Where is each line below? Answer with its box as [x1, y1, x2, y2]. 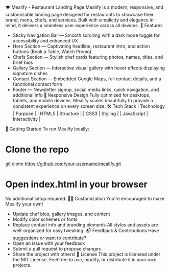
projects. [12, 262, 32, 268]
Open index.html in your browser [5, 178, 148, 190]
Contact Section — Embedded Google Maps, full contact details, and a [12, 76, 162, 82]
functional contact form [12, 81, 62, 87]
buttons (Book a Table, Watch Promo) [12, 49, 92, 55]
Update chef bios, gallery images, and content [12, 211, 111, 217]
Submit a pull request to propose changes [12, 245, 101, 252]
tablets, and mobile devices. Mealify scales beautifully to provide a [12, 98, 153, 103]
